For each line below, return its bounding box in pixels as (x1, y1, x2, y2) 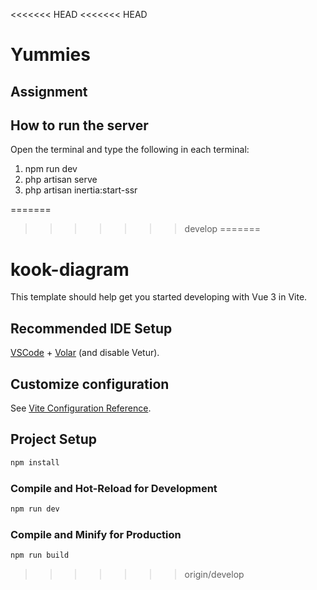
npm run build (10, 550, 70, 561)
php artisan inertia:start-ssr (24, 184, 138, 196)
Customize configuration (10, 375, 170, 393)
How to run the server (10, 117, 149, 134)
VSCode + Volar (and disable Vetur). (10, 347, 160, 359)
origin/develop (184, 568, 245, 580)
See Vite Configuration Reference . (10, 402, 152, 414)
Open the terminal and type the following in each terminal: (10, 144, 250, 156)
